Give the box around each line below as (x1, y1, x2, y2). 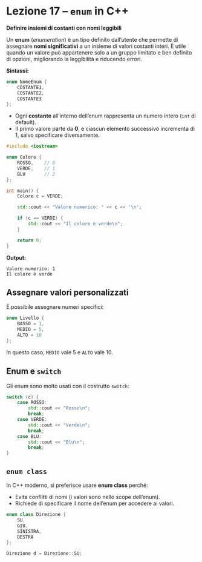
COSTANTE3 (17, 96, 42, 102)
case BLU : (17, 433, 42, 440)
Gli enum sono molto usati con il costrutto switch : (6, 382, 129, 389)
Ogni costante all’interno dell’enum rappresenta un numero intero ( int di (15, 112, 197, 119)
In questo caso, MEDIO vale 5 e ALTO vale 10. (6, 348, 114, 355)
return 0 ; (17, 237, 42, 243)
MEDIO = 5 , (17, 326, 45, 332)
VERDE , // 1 (17, 165, 56, 171)
